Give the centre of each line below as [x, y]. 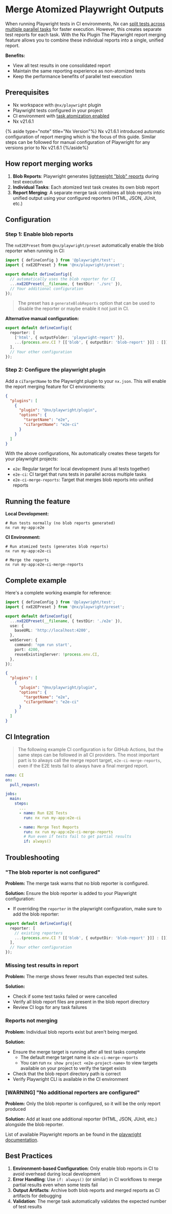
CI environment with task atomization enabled [61, 116]
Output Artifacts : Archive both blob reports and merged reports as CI [86, 1190]
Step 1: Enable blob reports [39, 234]
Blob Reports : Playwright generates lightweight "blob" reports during [86, 176]
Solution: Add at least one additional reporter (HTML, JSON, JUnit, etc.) [81, 1119]
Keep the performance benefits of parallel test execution [72, 76]
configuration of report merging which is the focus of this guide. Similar [81, 137]
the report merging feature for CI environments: [56, 386]
